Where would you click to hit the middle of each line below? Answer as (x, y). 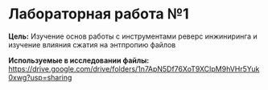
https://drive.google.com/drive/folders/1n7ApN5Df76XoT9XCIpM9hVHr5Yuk (134, 68)
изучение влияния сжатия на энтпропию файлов (92, 44)
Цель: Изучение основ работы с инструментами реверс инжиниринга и (133, 36)
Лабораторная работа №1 (99, 14)
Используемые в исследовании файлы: (79, 60)
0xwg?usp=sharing (40, 77)
